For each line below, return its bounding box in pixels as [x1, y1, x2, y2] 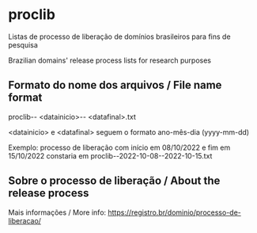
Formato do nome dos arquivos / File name [8, 78, 222, 92]
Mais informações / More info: [8, 208, 107, 217]
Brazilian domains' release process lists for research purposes [8, 55, 212, 65]
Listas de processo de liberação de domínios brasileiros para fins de [8, 32, 231, 41]
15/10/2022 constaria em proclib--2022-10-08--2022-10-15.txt [8, 151, 213, 160]
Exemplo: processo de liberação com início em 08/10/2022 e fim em [8, 143, 231, 152]
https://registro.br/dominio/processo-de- [108, 208, 241, 217]
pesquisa [8, 40, 38, 49]
